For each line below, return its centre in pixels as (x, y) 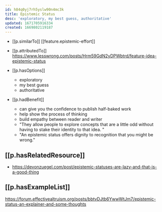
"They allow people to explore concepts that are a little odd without (86, 125)
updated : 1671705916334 (29, 23)
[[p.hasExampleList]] (38, 187)
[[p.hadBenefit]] (28, 99)
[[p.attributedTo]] (29, 51)
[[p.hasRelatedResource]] (45, 155)
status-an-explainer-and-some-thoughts (46, 204)
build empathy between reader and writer (61, 119)
